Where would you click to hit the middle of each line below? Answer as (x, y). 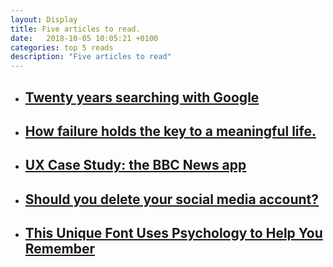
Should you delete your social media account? (172, 199)
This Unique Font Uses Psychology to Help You (173, 233)
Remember (59, 249)
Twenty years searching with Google (142, 97)
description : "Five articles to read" (91, 57)
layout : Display (44, 19)
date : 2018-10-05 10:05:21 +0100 (84, 38)
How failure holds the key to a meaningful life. (170, 131)
